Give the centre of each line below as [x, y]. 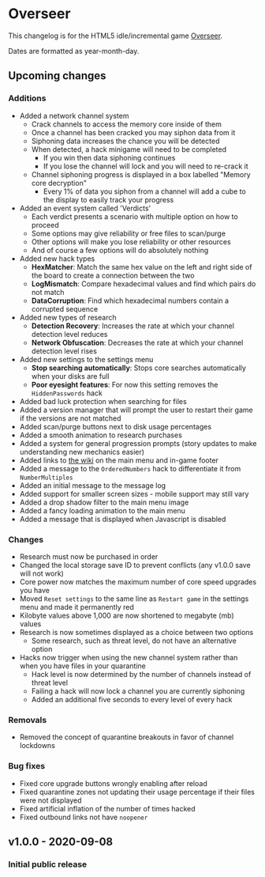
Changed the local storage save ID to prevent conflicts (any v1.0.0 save [135, 565]
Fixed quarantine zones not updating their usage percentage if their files [137, 792]
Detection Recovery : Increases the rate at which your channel [133, 326]
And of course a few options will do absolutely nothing [120, 250]
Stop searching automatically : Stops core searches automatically [139, 368]
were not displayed [50, 800]
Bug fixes [27, 766]
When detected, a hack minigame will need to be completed [129, 149]
